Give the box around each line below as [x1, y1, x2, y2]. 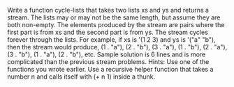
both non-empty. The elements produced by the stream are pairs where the [7, 21, 225, 29]
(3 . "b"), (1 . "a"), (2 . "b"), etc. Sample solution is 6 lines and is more [7, 50, 206, 58]
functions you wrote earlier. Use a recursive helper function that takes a [7, 65, 214, 73]
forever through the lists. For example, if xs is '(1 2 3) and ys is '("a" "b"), [7, 35, 216, 44]
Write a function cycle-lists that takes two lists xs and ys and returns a [7, 6, 210, 14]
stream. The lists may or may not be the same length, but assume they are [7, 13, 221, 22]
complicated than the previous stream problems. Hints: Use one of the [7, 58, 210, 65]
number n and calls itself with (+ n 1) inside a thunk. [7, 72, 156, 81]
